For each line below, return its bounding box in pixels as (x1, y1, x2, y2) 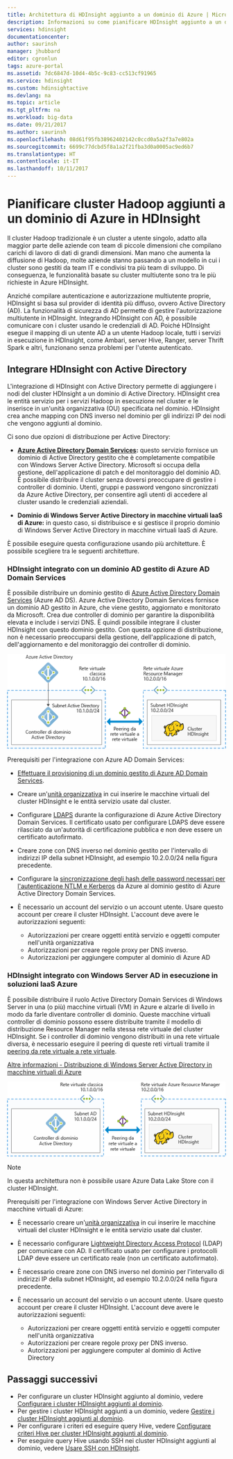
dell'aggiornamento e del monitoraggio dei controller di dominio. (7, 640, 191, 649)
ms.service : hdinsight (7, 77, 73, 84)
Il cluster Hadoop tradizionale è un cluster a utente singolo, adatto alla (7, 234, 207, 242)
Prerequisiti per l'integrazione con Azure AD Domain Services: (7, 755, 185, 764)
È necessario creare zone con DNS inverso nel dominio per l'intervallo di (17, 1267, 224, 1275)
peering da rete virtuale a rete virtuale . (7, 1047, 117, 1055)
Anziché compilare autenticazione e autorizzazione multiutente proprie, (7, 291, 212, 300)
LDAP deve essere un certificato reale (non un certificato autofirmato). (17, 1254, 218, 1262)
